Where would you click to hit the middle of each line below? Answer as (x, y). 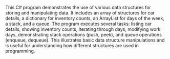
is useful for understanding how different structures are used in (72, 45)
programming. (20, 51)
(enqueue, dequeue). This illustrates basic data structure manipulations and (85, 40)
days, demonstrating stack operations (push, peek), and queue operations (84, 35)
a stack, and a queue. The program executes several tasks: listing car (79, 24)
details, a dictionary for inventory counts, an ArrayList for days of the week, (85, 18)
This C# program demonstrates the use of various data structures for (78, 7)
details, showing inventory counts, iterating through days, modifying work (83, 29)
